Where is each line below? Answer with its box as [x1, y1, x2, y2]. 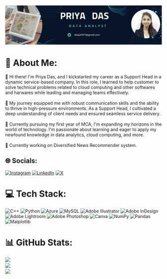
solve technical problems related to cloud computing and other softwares [5, 84, 156, 90]
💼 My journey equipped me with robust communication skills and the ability [5, 100, 159, 106]
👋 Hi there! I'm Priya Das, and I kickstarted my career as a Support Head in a [5, 73, 162, 79]
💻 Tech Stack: [5, 188, 67, 199]
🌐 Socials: [5, 157, 38, 165]
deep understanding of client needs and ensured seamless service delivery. [5, 110, 161, 117]
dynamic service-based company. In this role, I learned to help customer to [5, 79, 159, 85]
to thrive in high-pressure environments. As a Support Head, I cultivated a [5, 105, 157, 111]
